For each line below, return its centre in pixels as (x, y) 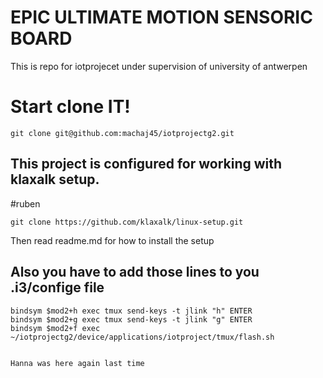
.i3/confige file (57, 287)
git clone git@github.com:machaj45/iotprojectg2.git (122, 133)
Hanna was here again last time (77, 363)
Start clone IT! (70, 107)
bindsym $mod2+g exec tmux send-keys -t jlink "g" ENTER (131, 319)
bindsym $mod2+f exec (55, 328)
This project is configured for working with (146, 164)
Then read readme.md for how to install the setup (112, 240)
